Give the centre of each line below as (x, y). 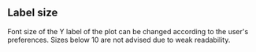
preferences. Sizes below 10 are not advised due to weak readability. (119, 40)
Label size (33, 13)
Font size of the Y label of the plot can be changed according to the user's (128, 31)
